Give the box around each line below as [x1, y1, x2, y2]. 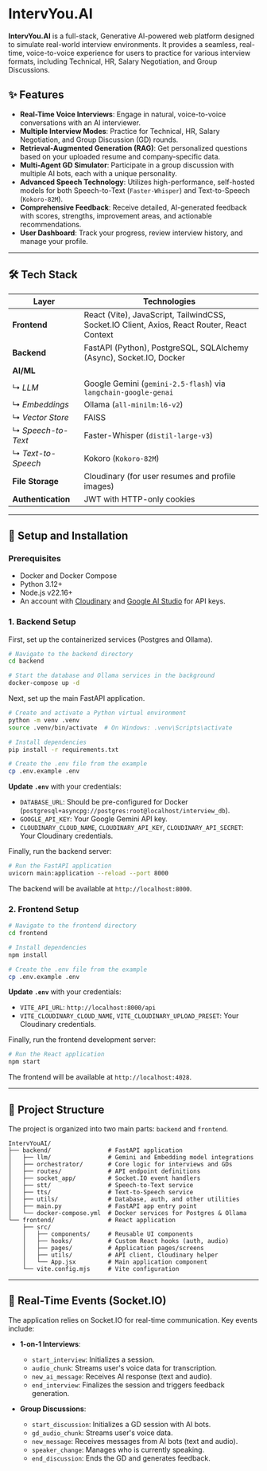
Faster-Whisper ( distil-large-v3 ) [83, 430, 213, 441]
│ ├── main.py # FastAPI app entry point [8, 1202, 197, 1210]
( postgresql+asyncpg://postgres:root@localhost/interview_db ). [19, 806, 230, 816]
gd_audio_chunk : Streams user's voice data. [31, 1428, 173, 1438]
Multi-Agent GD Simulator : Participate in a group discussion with [19, 160, 234, 170]
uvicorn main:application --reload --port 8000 [8, 870, 169, 878]
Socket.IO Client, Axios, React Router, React [83, 319, 247, 330]
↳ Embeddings [12, 399, 69, 410]
